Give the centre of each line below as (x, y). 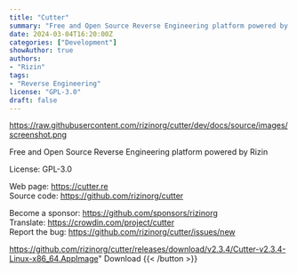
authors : (25, 59)
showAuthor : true (41, 51)
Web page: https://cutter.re (59, 187)
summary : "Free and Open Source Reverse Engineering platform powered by (149, 26)
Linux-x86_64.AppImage (54, 259)
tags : (19, 76)
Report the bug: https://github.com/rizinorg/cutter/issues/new (122, 232)
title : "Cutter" (39, 17)
